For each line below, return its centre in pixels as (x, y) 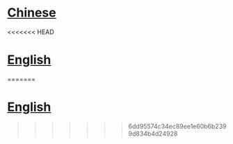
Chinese (32, 13)
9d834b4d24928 (153, 134)
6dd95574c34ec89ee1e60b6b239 (177, 126)
